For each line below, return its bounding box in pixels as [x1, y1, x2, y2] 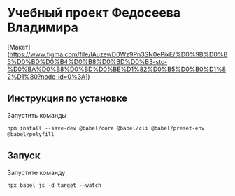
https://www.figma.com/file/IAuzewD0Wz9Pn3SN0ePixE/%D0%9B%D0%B [9, 50, 228, 59]
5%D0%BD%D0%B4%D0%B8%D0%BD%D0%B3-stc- [7, 57, 168, 66]
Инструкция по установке [7, 93, 128, 105]
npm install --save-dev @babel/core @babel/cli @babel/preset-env [7, 124, 205, 132]
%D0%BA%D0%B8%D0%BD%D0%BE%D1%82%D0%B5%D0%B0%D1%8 [7, 65, 226, 73]
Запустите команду [7, 168, 66, 176]
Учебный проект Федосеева [7, 5, 181, 21]
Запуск [7, 150, 41, 162]
